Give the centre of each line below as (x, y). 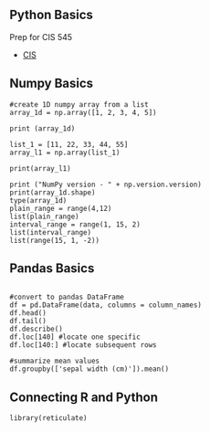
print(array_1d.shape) (52, 192)
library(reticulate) (49, 418)
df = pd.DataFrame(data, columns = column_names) (106, 305)
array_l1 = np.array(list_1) (65, 153)
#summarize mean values (55, 361)
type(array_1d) (38, 200)
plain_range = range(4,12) (61, 208)
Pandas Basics (52, 269)
